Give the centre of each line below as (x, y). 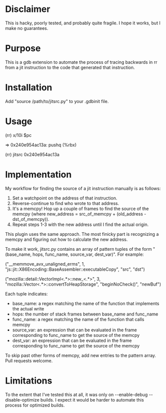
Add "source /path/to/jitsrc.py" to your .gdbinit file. (57, 101)
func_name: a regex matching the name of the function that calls (78, 319)
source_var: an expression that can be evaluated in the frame (75, 330)
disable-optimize (22, 400)
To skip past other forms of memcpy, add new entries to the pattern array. (81, 355)
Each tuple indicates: (27, 294)
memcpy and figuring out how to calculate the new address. (66, 239)
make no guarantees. (27, 28)
